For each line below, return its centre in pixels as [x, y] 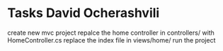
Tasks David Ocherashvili [84, 13]
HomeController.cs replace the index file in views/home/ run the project [111, 40]
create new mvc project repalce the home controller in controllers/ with [111, 33]
